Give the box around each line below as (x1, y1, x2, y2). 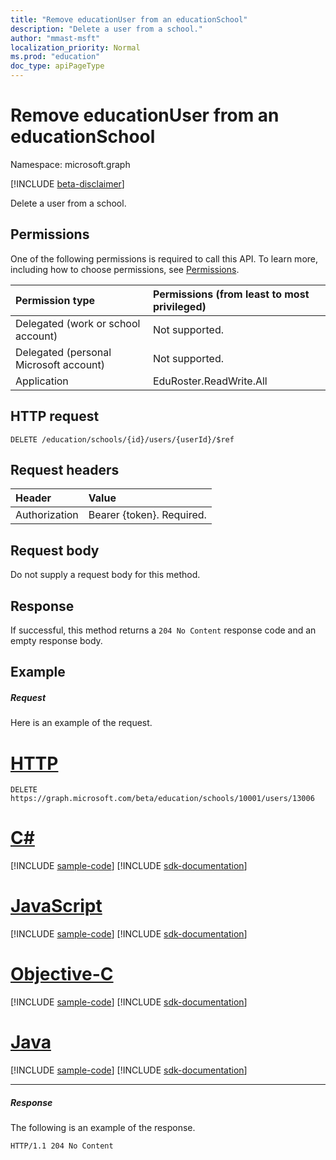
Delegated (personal (15, 345, 112, 359)
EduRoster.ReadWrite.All (152, 374, 268, 388)
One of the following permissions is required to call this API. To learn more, (10, 252, 319, 265)
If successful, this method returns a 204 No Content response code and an (10, 624, 317, 636)
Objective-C (10, 963, 114, 986)
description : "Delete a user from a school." (10, 24, 203, 34)
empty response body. (10, 635, 103, 646)
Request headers (10, 461, 120, 478)
